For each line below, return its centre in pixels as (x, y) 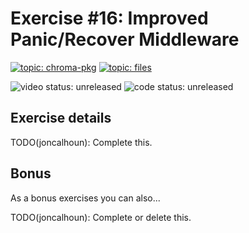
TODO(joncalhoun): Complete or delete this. (101, 217)
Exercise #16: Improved (109, 18)
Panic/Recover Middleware (125, 39)
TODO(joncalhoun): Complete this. (81, 142)
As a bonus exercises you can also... (85, 198)
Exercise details (61, 118)
